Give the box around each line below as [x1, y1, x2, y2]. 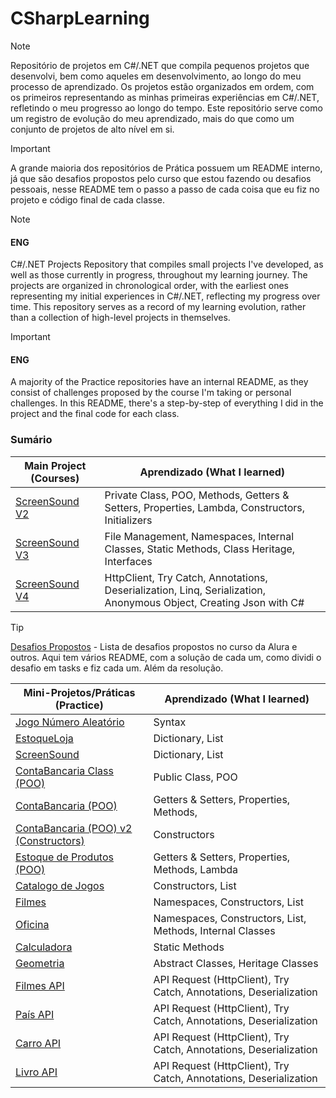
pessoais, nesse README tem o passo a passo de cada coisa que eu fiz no [10, 183, 320, 195]
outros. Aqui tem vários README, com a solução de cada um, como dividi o [10, 651, 322, 663]
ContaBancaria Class [15, 763, 114, 777]
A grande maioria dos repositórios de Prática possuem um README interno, [10, 162, 323, 174]
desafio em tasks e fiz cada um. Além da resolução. [10, 662, 224, 674]
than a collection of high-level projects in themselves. [10, 312, 231, 324]
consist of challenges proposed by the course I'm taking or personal [10, 387, 292, 399]
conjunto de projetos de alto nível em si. [10, 123, 175, 135]
